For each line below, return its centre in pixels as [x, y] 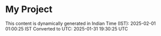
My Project [29, 9]
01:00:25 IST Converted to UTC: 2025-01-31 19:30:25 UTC [67, 28]
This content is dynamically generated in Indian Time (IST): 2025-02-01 [80, 23]
